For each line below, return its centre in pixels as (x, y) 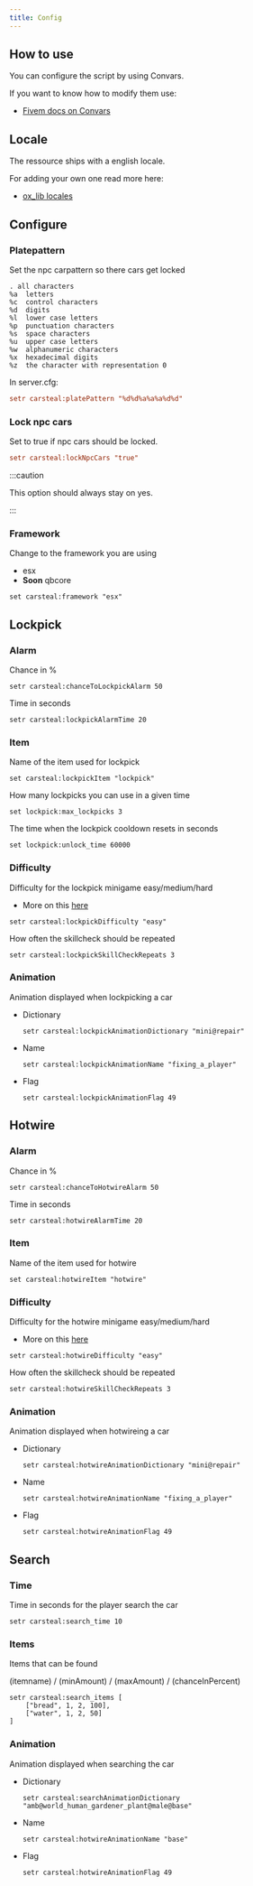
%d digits (30, 310)
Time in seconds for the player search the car (94, 1605)
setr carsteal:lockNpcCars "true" (74, 458)
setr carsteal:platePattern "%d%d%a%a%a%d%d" (96, 398)
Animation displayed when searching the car (92, 1764)
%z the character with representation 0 (88, 365)
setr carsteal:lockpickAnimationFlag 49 (99, 1098)
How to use (41, 55)
